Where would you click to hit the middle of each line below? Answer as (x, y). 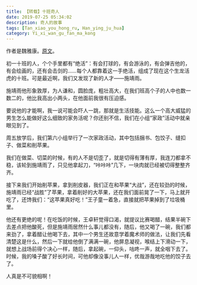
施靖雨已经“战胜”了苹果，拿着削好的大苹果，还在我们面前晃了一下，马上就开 (98, 193)
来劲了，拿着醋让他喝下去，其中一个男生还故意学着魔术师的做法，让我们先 (96, 234)
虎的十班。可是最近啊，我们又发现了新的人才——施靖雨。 (75, 78)
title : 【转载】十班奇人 (33, 11)
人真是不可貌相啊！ (29, 276)
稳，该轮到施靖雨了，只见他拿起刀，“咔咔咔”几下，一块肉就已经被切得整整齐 (98, 165)
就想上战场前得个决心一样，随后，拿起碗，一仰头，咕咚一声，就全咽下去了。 (98, 249)
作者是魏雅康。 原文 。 (32, 51)
